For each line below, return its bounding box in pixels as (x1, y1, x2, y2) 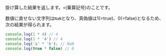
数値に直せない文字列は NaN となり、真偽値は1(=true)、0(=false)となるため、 (5, 15, 164, 21)
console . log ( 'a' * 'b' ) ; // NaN (5, 41, 74, 46)
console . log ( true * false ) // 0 (5, 46, 74, 51)
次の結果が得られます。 (5, 22, 55, 27)
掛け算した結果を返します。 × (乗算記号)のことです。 (5, 5, 113, 10)
